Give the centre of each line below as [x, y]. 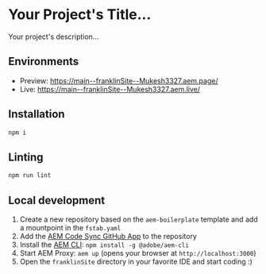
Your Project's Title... [80, 15]
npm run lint [30, 176]
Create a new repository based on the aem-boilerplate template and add [139, 219]
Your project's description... [54, 37]
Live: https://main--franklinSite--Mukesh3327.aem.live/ [110, 89]
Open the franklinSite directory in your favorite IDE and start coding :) [136, 261]
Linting [26, 157]
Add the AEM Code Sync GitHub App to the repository [108, 236]
